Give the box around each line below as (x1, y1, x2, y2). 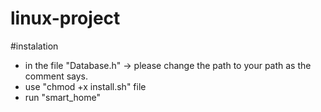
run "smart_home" (24, 91, 101, 103)
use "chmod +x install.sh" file (24, 80, 147, 92)
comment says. (24, 70, 89, 82)
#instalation (10, 40, 59, 52)
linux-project (10, 7, 121, 30)
